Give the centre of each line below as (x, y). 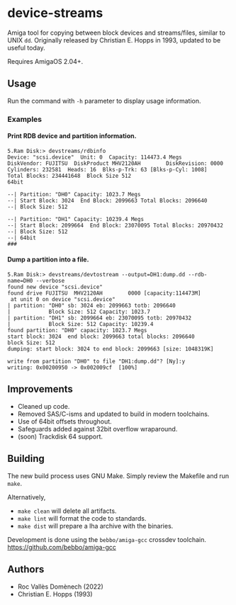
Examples (25, 119)
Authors (26, 569)
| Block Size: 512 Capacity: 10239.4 (80, 324)
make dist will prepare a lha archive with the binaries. (95, 526)
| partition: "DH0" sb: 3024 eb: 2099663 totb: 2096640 (91, 306)
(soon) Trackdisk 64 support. (60, 436)
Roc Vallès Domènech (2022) (61, 587)
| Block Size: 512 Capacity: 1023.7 (79, 312)
